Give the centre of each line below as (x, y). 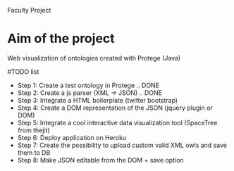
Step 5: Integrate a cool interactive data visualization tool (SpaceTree (117, 122)
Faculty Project (29, 10)
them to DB (34, 152)
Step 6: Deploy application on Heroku (72, 137)
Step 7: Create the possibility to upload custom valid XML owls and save (122, 145)
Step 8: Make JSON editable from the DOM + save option (101, 160)
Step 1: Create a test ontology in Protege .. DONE (88, 85)
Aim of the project (61, 39)
